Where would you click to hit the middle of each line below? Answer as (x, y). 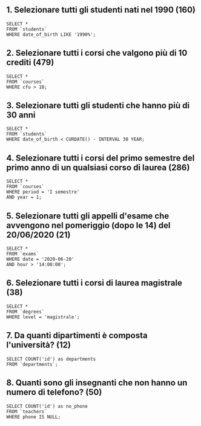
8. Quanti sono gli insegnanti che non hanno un (97, 383)
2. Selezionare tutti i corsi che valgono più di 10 (97, 53)
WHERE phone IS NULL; (34, 417)
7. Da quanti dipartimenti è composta (77, 336)
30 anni (21, 115)
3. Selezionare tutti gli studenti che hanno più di (98, 106)
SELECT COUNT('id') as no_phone (47, 406)
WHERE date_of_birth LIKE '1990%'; (51, 34)
